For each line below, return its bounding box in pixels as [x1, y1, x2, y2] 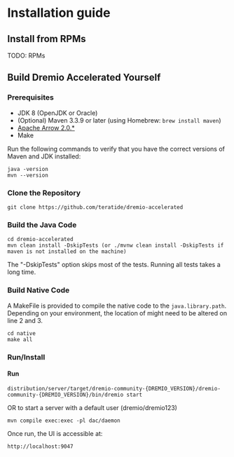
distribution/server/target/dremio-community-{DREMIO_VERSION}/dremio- [7, 385, 221, 392]
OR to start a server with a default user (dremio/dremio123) [7, 403, 177, 411]
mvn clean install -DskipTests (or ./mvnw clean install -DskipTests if [7, 242, 224, 250]
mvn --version [7, 172, 49, 179]
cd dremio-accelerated [7, 236, 74, 243]
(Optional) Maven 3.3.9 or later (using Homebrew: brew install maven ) [17, 116, 222, 124]
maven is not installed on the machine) [7, 248, 128, 255]
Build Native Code [7, 285, 70, 295]
